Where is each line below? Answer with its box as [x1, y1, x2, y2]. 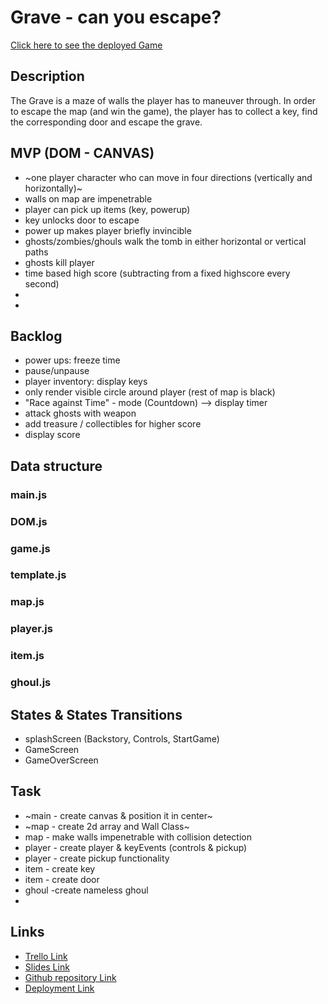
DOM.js [10, 514, 48, 528]
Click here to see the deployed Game [10, 39, 163, 51]
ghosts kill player [24, 256, 95, 268]
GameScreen [24, 743, 80, 755]
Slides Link [24, 961, 70, 973]
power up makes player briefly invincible [24, 224, 192, 236]
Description [10, 68, 85, 85]
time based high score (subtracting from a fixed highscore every [24, 267, 291, 279]
